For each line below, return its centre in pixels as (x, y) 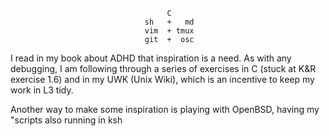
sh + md (169, 22)
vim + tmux (169, 31)
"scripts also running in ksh (66, 120)
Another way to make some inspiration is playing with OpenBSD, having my (165, 109)
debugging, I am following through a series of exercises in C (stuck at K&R (163, 68)
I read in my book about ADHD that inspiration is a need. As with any (151, 58)
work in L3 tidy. (42, 90)
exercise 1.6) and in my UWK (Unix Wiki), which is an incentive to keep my (162, 79)
